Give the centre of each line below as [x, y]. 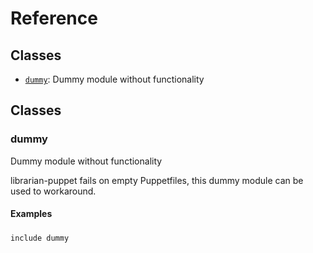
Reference [54, 18]
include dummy [40, 238]
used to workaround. [53, 191]
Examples [31, 214]
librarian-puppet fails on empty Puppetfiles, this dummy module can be [157, 180]
